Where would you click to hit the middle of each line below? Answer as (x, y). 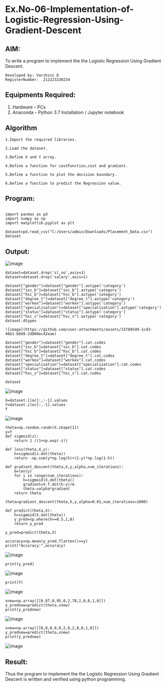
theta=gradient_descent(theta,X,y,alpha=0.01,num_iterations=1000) (77, 502)
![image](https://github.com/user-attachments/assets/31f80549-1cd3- (79, 330)
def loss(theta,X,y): (28, 450)
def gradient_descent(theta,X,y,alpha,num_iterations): (64, 467)
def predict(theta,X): (29, 511)
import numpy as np (25, 219)
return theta (28, 493)
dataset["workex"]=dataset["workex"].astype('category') (66, 303)
